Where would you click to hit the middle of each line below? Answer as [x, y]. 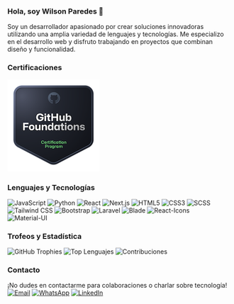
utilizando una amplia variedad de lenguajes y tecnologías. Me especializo [116, 34]
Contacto [24, 270]
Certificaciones [35, 68]
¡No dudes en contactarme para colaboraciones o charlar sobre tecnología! [117, 286]
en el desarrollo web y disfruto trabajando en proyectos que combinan [110, 42]
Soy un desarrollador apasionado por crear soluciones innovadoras [106, 27]
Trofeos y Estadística [45, 236]
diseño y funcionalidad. [41, 50]
